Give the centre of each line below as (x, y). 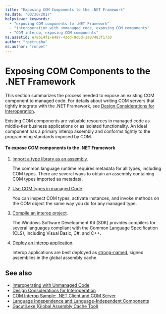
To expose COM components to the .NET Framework (60, 148)
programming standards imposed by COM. (49, 136)
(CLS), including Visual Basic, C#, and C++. (57, 233)
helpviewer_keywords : (28, 19)
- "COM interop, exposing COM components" (54, 33)
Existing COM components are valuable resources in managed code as (78, 121)
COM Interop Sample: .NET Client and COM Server (64, 296)
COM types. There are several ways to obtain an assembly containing (83, 173)
